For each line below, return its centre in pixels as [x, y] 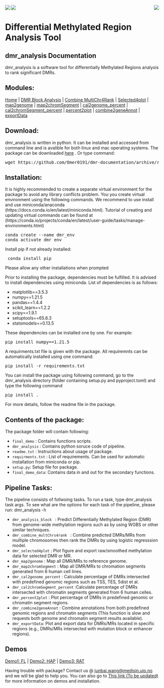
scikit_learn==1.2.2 [31, 308]
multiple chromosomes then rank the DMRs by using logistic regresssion [85, 540]
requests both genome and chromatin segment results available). [78, 618]
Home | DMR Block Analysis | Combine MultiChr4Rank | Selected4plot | [77, 99]
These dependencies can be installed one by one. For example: [69, 333]
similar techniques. [31, 530]
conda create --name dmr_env [40, 235]
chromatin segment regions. [41, 603]
